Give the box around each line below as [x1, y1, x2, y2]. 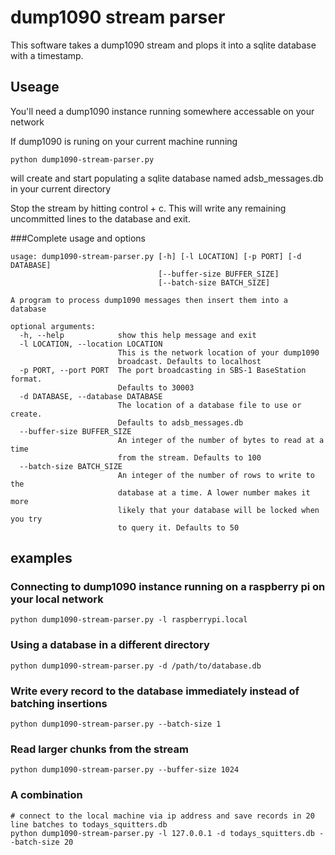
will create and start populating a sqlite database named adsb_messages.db [10, 172, 324, 184]
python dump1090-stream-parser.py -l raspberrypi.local [10, 615, 248, 625]
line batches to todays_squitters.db [10, 819, 168, 830]
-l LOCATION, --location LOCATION [19, 339, 163, 349]
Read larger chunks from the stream [10, 742, 189, 756]
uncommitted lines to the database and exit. [10, 212, 191, 225]
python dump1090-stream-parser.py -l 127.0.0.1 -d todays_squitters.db [10, 828, 315, 838]
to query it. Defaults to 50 [117, 522, 240, 533]
